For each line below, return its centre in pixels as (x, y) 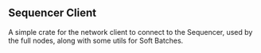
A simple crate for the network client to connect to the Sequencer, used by (130, 32)
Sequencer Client (53, 13)
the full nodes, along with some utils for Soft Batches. (96, 40)
